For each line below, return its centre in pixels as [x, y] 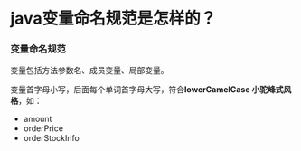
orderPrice [43, 128]
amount [38, 119]
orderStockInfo [51, 138]
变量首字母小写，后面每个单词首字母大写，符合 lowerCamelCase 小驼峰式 [147, 90]
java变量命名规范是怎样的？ [113, 19]
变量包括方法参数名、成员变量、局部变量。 [89, 71]
